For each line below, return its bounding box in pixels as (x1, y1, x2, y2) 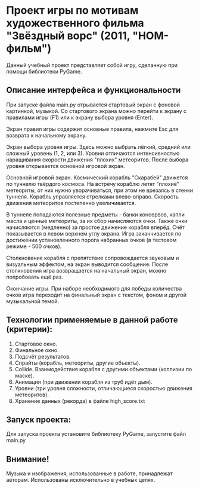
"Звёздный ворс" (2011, (6, 29, 130, 42)
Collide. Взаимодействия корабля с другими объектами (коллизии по (14, 365, 192, 372)
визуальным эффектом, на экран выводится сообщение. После (6, 261, 169, 268)
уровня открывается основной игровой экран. (6, 162, 125, 169)
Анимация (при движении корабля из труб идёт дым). (14, 378, 153, 386)
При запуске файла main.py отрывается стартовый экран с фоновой (6, 101, 181, 108)
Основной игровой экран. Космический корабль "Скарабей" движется (6, 174, 188, 181)
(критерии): (6, 324, 52, 335)
